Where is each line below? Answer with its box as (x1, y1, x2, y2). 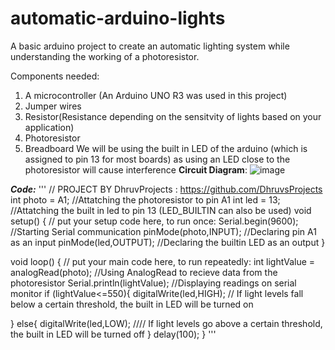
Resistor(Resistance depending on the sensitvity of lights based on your (24, 110, 322, 122)
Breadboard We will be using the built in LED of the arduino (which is (24, 142, 308, 154)
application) (24, 121, 75, 133)
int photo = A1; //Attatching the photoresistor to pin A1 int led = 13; (10, 193, 281, 206)
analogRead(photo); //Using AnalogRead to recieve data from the (10, 266, 278, 278)
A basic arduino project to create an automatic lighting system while (10, 40, 290, 52)
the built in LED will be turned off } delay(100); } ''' (10, 328, 217, 340)
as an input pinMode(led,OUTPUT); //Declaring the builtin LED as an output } (10, 236, 326, 248)
